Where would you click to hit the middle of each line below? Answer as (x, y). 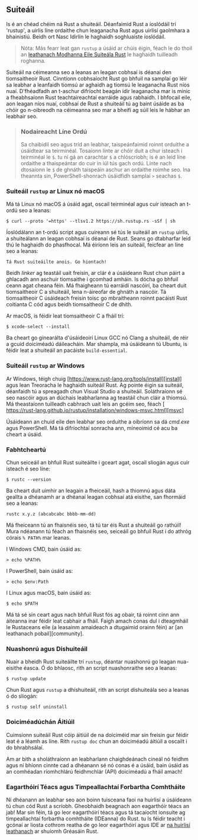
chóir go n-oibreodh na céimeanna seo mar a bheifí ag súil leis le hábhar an (98, 110)
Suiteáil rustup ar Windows (46, 366)
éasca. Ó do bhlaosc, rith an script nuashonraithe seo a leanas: (100, 668)
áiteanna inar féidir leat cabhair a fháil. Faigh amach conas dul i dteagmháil (97, 621)
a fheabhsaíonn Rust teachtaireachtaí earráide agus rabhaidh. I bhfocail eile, (99, 97)
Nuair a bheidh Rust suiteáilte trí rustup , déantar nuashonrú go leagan (91, 662)
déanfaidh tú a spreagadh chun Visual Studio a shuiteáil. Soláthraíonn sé (94, 391)
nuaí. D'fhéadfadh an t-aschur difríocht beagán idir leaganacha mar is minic (98, 91)
